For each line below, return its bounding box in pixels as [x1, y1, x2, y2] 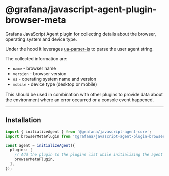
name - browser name [12, 65, 56, 71]
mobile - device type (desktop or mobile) [12, 81, 97, 87]
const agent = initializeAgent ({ [5, 143, 75, 148]
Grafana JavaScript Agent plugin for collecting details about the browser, [5, 31, 156, 37]
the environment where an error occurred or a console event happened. [5, 97, 154, 103]
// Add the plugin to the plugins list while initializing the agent [14, 152, 163, 157]
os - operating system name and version [12, 76, 97, 82]
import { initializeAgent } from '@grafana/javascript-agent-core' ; [5, 129, 152, 134]
